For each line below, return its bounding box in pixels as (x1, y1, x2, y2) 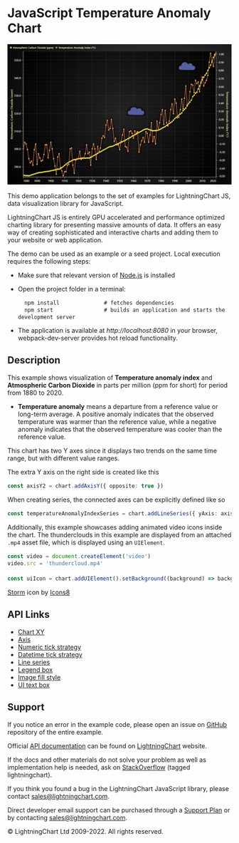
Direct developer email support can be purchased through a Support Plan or (7, 805, 230, 814)
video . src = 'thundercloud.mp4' (7, 560, 103, 567)
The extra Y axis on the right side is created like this (7, 467, 159, 476)
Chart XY (17, 627, 45, 636)
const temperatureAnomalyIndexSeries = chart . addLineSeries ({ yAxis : (7, 510, 218, 517)
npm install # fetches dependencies (24, 299, 174, 306)
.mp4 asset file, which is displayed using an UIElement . (7, 538, 165, 547)
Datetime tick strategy (17, 650, 83, 658)
